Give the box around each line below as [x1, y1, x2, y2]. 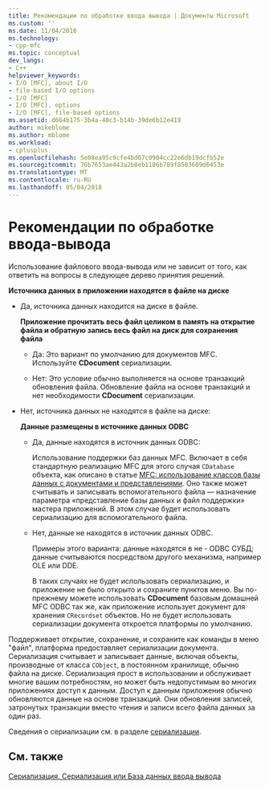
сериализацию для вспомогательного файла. [31, 512, 188, 522]
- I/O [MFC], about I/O [8, 79, 88, 87]
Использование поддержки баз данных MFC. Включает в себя [31, 453, 247, 462]
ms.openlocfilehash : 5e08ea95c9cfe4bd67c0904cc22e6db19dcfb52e [8, 153, 225, 161]
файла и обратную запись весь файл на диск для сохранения [19, 325, 238, 335]
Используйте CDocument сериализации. [31, 358, 173, 368]
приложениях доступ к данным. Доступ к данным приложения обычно [8, 685, 253, 695]
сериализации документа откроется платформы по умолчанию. [31, 619, 253, 628]
